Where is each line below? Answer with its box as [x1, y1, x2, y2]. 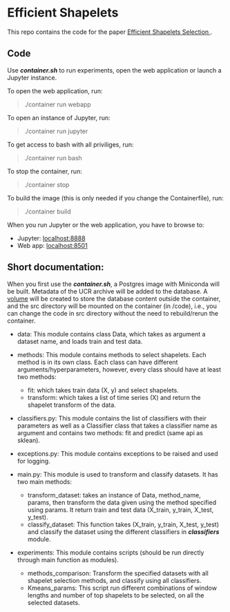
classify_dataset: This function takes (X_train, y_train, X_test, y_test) [27, 520, 220, 528]
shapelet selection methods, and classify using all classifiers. [27, 576, 202, 584]
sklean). [17, 436, 40, 444]
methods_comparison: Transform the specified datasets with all [27, 568, 209, 577]
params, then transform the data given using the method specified [27, 498, 216, 506]
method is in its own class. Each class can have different [17, 358, 178, 366]
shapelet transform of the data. [27, 401, 116, 409]
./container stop [23, 180, 70, 189]
